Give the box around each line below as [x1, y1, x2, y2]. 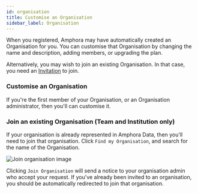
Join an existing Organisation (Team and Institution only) [6, 117, 175, 126]
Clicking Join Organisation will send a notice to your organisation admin [6, 167, 185, 174]
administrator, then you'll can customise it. [6, 102, 111, 109]
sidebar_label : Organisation [6, 20, 79, 26]
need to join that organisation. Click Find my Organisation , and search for [6, 137, 188, 144]
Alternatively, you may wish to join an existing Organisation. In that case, [6, 61, 185, 68]
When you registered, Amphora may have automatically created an [6, 37, 172, 44]
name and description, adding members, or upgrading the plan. [6, 49, 163, 57]
